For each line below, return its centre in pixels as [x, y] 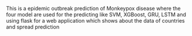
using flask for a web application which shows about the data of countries [95, 21]
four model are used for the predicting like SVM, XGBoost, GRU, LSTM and [96, 15]
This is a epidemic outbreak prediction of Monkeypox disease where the [93, 8]
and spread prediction [33, 27]
